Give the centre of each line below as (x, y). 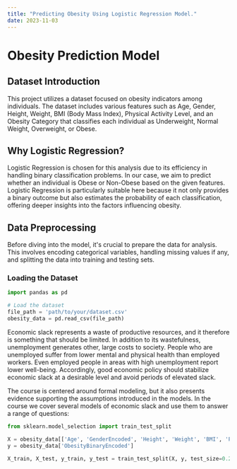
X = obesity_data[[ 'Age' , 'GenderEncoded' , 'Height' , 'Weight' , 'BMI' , (115, 439)
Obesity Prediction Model (84, 56)
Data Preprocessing (52, 227)
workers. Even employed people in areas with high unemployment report (113, 362)
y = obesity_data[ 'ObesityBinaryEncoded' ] (71, 446)
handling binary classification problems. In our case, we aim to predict (109, 175)
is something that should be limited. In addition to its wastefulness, (104, 340)
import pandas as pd (38, 293)
